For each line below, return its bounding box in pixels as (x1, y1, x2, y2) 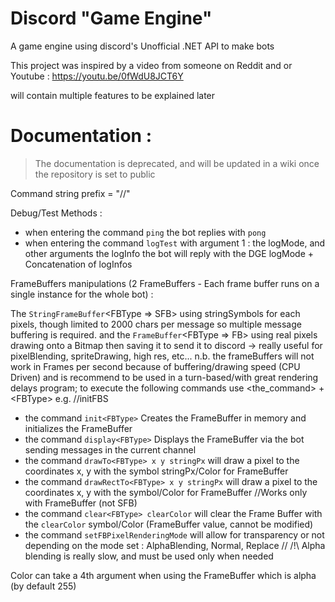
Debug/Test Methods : (10, 207, 103, 219)
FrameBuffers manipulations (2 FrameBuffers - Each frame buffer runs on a (10, 277, 320, 289)
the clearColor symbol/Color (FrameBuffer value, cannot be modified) (24, 518, 314, 530)
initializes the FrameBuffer (24, 422, 133, 434)
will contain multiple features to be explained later (10, 89, 216, 101)
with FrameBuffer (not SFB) (24, 497, 138, 509)
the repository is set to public (34, 168, 156, 180)
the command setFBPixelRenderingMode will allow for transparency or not (24, 528, 325, 541)
